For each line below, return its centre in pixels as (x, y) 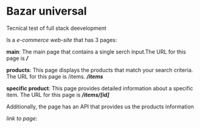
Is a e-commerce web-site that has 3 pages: (62, 40)
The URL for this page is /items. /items (55, 76)
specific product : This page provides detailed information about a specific (100, 88)
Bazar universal (47, 11)
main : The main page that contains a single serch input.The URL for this (96, 52)
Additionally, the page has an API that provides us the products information (100, 106)
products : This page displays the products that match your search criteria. (100, 70)
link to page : (22, 118)
